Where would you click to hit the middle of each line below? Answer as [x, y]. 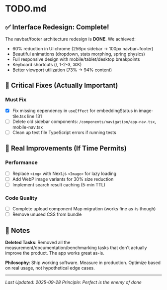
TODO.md [26, 9]
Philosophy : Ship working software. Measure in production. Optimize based [83, 263]
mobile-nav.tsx [28, 127]
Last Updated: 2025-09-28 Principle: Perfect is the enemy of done [73, 282]
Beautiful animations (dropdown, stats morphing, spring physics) [79, 54]
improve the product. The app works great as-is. [55, 253]
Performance [22, 162]
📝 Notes [18, 230]
